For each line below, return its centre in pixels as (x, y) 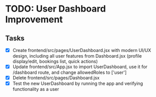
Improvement (34, 19)
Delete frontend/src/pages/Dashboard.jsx (56, 78)
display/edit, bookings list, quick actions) (55, 62)
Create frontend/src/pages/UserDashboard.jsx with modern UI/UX (82, 50)
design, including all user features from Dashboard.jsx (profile (77, 56)
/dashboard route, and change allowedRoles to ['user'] (69, 72)
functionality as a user (36, 89)
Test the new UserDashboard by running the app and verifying (78, 83)
